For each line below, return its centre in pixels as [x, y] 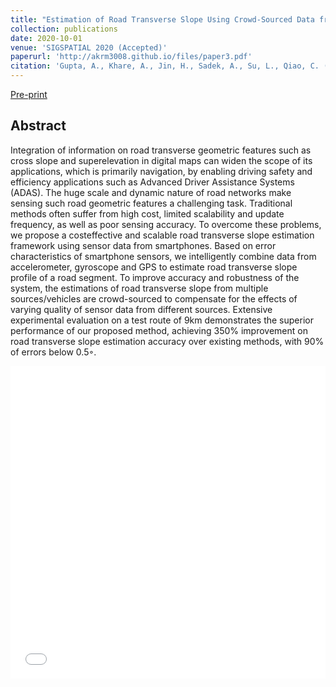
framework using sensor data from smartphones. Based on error [143, 245]
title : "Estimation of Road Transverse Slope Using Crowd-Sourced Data [162, 19]
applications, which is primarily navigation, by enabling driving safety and [161, 171]
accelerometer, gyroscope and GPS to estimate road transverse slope [154, 267]
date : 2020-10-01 [46, 38]
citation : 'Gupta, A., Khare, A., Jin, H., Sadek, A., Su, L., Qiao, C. [165, 66]
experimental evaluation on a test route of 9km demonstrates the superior [162, 320]
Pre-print [29, 94]
